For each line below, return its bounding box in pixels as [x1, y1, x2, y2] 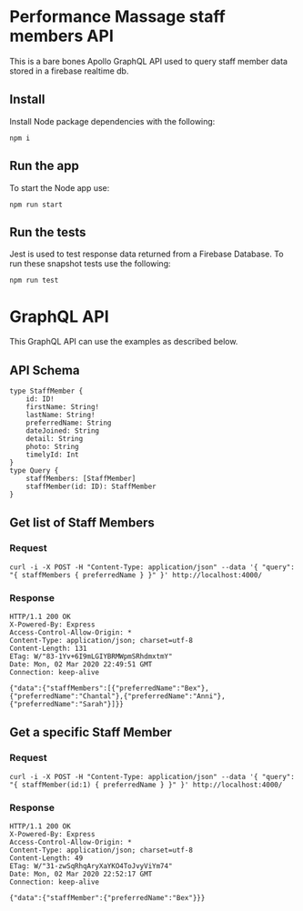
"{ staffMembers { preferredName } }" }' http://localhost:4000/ [9, 570, 262, 579]
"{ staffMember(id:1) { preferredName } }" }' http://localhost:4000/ [9, 780, 283, 789]
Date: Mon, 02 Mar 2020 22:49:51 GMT [9, 660, 153, 669]
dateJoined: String [25, 426, 100, 435]
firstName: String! [25, 403, 100, 412]
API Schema [9, 362, 80, 378]
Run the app [9, 158, 79, 174]
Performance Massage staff [9, 6, 226, 27]
